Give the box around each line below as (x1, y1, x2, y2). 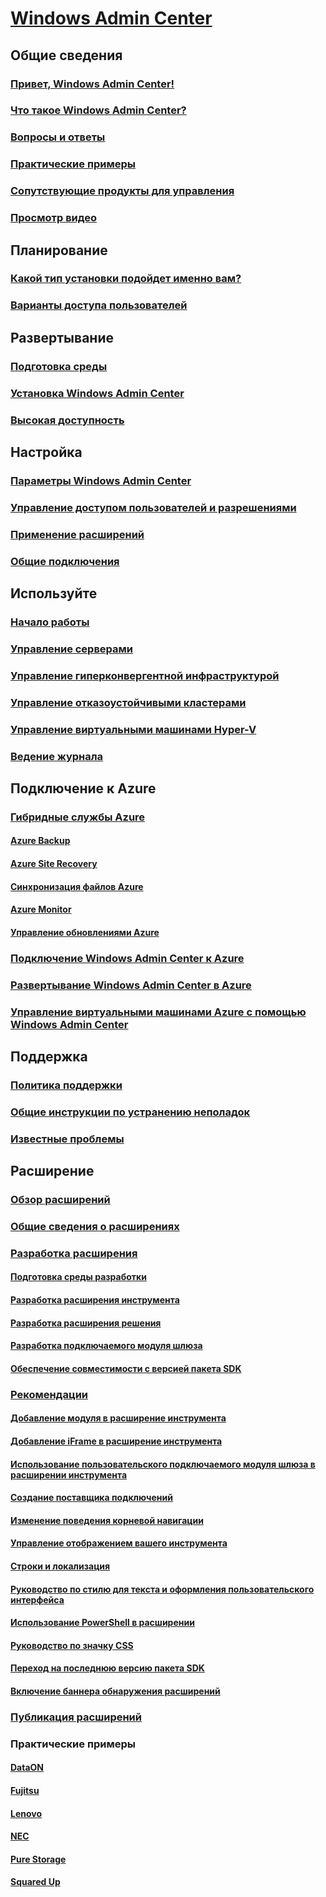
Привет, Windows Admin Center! (10, 77, 175, 91)
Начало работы (10, 615, 90, 629)
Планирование (10, 242, 108, 259)
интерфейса (10, 1593, 65, 1606)
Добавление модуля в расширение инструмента (10, 1412, 227, 1424)
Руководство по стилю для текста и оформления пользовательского (10, 1583, 315, 1595)
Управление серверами (10, 642, 134, 656)
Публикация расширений (10, 1710, 142, 1724)
